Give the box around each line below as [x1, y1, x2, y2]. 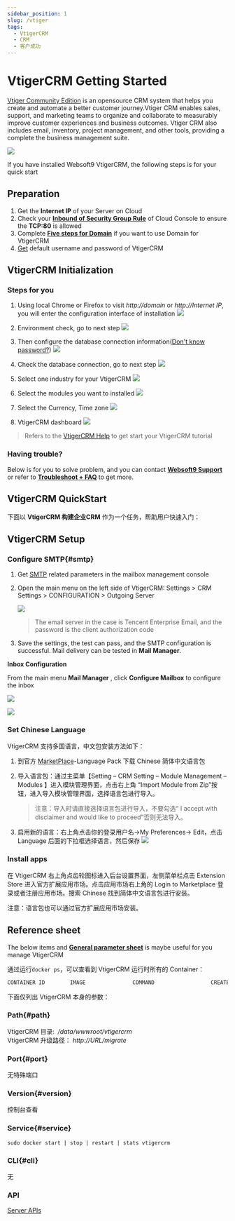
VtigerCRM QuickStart [7, 493, 107, 505]
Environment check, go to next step [17, 324, 120, 332]
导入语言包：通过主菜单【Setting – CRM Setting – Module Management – [17, 771, 227, 780]
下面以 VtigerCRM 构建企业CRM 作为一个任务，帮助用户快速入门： [7, 513, 201, 521]
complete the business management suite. [7, 133, 129, 142]
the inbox [7, 681, 34, 689]
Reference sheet [7, 924, 81, 936]
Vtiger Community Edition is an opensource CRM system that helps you [7, 96, 213, 104]
